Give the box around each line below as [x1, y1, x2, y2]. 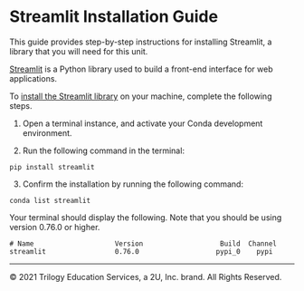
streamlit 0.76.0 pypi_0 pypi [9, 247, 273, 256]
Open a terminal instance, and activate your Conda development [22, 118, 263, 129]
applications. [9, 73, 57, 83]
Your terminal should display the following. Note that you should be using [9, 211, 282, 223]
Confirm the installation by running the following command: [22, 179, 244, 189]
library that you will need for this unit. [9, 45, 148, 56]
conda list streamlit [9, 196, 91, 205]
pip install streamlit [9, 162, 95, 171]
